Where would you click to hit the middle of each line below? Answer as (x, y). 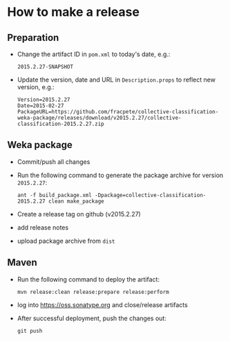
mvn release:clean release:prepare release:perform (93, 292)
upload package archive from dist (66, 241)
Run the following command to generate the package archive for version (120, 175)
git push (30, 331)
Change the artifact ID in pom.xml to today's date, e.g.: (94, 54)
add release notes (43, 227)
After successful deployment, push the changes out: (92, 318)
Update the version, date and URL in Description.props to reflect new (116, 80)
